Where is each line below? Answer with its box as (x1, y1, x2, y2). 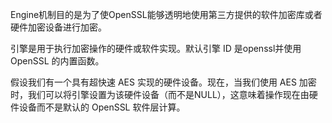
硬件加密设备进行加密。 (10, 21, 107, 33)
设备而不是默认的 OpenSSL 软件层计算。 (18, 101, 186, 113)
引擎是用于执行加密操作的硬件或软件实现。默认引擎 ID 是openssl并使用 (10, 43, 302, 54)
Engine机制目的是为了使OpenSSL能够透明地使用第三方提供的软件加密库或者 (10, 9, 323, 20)
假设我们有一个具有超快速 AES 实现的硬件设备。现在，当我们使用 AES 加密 (10, 76, 317, 88)
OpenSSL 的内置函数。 (10, 55, 105, 67)
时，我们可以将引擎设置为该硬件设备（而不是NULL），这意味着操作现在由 (10, 89, 310, 100)
